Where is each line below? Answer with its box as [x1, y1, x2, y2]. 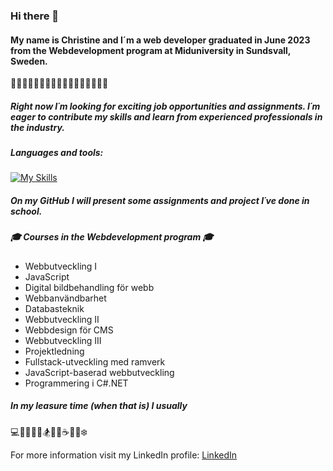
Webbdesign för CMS [24, 324, 114, 336]
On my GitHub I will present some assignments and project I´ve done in [10, 195, 310, 207]
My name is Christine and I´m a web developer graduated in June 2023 [10, 34, 311, 46]
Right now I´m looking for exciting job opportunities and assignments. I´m [10, 100, 321, 112]
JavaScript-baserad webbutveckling [24, 366, 175, 378]
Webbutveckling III [24, 334, 102, 346]
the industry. [10, 121, 65, 133]
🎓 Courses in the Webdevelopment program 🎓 [10, 231, 214, 243]
